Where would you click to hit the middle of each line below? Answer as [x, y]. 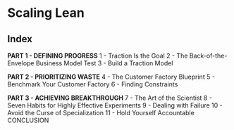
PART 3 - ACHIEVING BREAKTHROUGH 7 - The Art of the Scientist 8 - [110, 98]
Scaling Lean [46, 13]
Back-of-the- [208, 56]
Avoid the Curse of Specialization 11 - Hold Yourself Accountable [101, 113]
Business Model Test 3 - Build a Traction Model [104, 63]
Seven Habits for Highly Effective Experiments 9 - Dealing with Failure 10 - [115, 105]
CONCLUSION [28, 120]
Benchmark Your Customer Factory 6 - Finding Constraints [93, 84]
